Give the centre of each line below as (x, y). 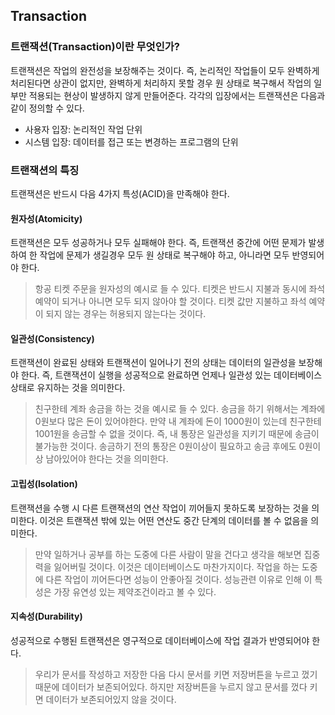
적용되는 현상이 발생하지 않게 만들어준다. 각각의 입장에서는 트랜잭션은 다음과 (177, 95)
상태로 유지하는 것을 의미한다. (68, 388)
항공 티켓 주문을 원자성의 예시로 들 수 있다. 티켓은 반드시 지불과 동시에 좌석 (180, 289)
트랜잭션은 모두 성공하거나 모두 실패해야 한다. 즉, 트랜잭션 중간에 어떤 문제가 (158, 243)
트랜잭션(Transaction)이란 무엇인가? (95, 47)
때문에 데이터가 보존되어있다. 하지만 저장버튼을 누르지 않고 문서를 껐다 (171, 686)
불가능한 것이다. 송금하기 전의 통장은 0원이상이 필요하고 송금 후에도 (165, 446)
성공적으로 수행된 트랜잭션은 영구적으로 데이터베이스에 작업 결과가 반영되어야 (160, 640)
